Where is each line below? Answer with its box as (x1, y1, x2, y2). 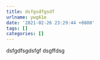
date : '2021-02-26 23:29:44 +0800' (6, 20, 95, 26)
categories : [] (6, 31, 44, 37)
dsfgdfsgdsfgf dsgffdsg (6, 47, 65, 54)
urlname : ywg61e (6, 14, 47, 20)
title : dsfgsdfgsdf (6, 8, 55, 15)
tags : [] (6, 25, 28, 31)
